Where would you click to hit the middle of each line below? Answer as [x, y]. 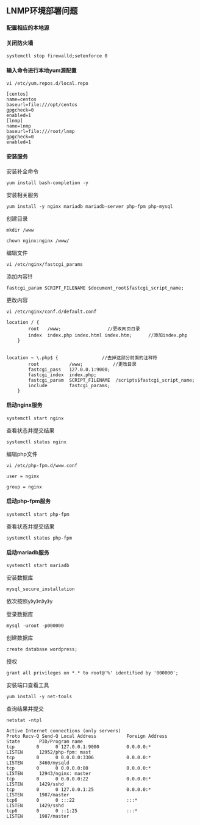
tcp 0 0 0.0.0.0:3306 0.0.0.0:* [79, 758]
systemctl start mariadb [38, 566]
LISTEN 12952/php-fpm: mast [49, 752]
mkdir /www [20, 230]
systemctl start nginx [35, 418]
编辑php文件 [22, 454]
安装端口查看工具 [28, 685]
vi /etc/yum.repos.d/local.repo [47, 84]
